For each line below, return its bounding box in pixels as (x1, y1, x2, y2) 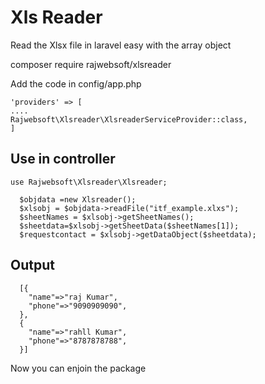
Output (10, 257, 55, 274)
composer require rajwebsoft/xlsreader (10, 58, 172, 70)
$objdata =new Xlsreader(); (19, 194, 137, 205)
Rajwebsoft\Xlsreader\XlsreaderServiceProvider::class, (10, 114, 248, 125)
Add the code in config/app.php (10, 77, 142, 90)
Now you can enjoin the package (10, 362, 147, 374)
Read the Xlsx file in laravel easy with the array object (10, 39, 232, 51)
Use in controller (10, 151, 116, 168)
